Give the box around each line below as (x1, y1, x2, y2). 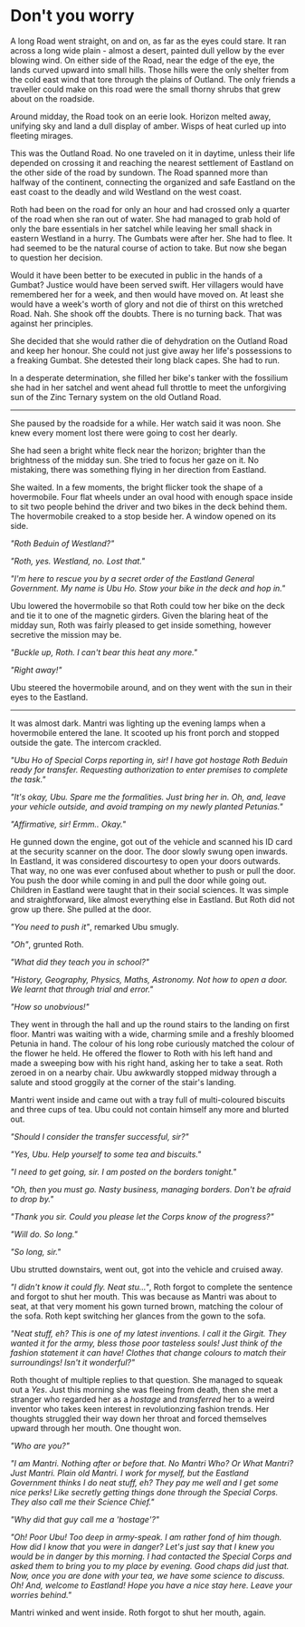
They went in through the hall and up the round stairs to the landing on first (10, 1018, 291, 1030)
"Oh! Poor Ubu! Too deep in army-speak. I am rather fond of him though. (10, 1531, 282, 1543)
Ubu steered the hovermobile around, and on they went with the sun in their (10, 681, 292, 692)
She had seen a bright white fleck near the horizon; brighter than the (10, 445, 266, 456)
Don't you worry (10, 5, 135, 26)
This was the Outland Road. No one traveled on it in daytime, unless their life (10, 147, 295, 159)
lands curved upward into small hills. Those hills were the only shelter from (10, 64, 289, 75)
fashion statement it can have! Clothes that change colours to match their (10, 1347, 287, 1357)
